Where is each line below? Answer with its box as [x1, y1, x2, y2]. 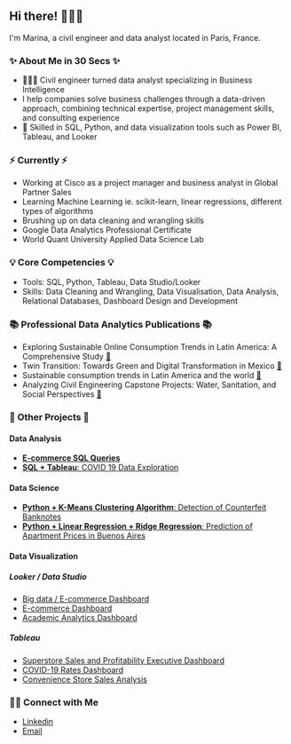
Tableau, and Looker [21, 131, 98, 142]
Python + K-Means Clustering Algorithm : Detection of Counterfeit [21, 503, 267, 513]
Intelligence [21, 84, 65, 95]
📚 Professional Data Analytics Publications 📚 [9, 318, 213, 330]
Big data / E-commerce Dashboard [21, 593, 150, 604]
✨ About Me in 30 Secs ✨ [9, 54, 121, 67]
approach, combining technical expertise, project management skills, [21, 103, 275, 114]
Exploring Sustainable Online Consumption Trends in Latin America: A [21, 342, 278, 352]
